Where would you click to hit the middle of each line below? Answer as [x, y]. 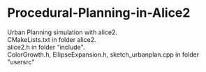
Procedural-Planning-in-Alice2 [99, 13]
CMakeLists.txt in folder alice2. [52, 39]
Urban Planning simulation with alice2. [62, 32]
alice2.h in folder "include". [46, 47]
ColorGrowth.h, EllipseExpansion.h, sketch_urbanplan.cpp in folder [103, 55]
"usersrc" [21, 62]
